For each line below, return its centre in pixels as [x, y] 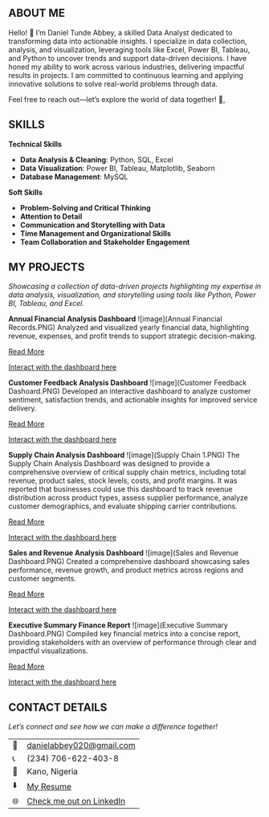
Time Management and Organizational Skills [95, 233]
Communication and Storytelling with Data [92, 225]
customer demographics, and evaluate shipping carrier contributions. [123, 506]
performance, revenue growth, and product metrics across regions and [126, 570]
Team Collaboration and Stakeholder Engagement [105, 242]
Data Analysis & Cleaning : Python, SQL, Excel [97, 159]
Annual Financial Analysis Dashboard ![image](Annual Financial [115, 319]
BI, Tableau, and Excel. [46, 304]
